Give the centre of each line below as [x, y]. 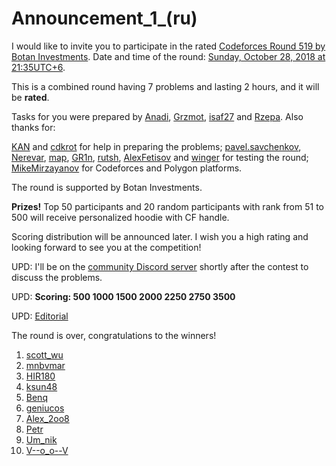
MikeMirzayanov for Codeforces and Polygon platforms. [127, 168]
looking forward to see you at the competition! [106, 247]
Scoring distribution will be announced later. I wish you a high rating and [160, 236]
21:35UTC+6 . [38, 67]
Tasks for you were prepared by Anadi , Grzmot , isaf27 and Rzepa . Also [157, 116]
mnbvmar [45, 365]
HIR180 [40, 376]
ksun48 [41, 386]
